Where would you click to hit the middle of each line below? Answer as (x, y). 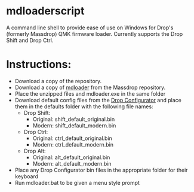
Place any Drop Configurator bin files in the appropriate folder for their (101, 170)
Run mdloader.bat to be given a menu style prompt (77, 182)
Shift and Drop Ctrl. (30, 40)
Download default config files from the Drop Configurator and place (98, 100)
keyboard (27, 176)
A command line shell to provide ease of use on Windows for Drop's (90, 28)
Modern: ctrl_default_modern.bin (73, 144)
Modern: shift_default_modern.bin (74, 125)
